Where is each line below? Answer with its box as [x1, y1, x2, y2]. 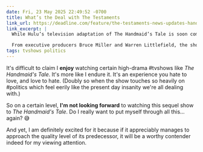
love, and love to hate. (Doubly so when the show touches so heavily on [6, 77, 185, 84]
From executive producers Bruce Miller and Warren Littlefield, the [11, 42, 188, 48]
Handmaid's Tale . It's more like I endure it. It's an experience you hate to [6, 71, 187, 78]
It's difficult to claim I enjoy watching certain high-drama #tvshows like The [6, 64, 195, 71]
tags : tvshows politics [6, 48, 66, 54]
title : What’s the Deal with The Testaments [6, 14, 120, 21]
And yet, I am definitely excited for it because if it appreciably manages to [6, 126, 190, 133]
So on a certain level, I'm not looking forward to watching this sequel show [6, 101, 194, 109]
